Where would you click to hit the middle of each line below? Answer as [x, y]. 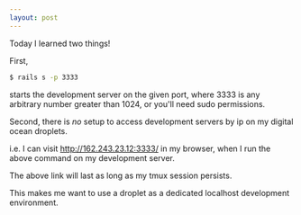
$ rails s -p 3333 [44, 77]
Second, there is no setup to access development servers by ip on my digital [151, 121]
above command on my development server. [92, 157]
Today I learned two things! [60, 43]
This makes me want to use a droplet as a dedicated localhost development [150, 193]
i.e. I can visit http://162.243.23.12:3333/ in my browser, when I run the [140, 148]
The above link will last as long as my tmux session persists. [121, 175]
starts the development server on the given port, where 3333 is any [135, 94]
